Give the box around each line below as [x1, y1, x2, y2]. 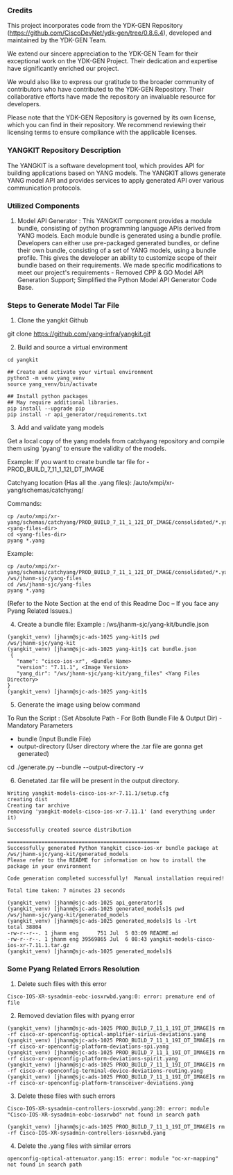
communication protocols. [7, 183, 82, 192]
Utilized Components [7, 201, 80, 211]
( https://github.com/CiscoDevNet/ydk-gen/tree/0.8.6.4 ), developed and [7, 28, 212, 37]
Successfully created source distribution [7, 826, 132, 834]
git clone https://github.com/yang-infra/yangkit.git [7, 329, 151, 338]
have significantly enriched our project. [7, 65, 119, 73]
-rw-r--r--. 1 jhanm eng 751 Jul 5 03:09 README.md [7, 930, 178, 937]
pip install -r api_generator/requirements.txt [7, 411, 148, 418]
